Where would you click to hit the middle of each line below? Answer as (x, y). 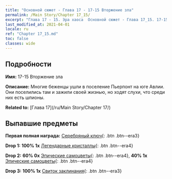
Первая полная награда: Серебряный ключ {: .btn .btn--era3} (72, 136)
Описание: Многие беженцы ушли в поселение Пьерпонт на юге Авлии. (85, 86)
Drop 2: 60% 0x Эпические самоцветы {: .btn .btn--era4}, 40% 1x (76, 156)
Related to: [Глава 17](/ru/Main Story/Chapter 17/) (58, 107)
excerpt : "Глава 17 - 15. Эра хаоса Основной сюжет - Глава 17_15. (80, 19)
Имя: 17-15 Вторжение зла (34, 76)
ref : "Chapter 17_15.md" (32, 34)
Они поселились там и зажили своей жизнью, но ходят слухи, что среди (85, 92)
